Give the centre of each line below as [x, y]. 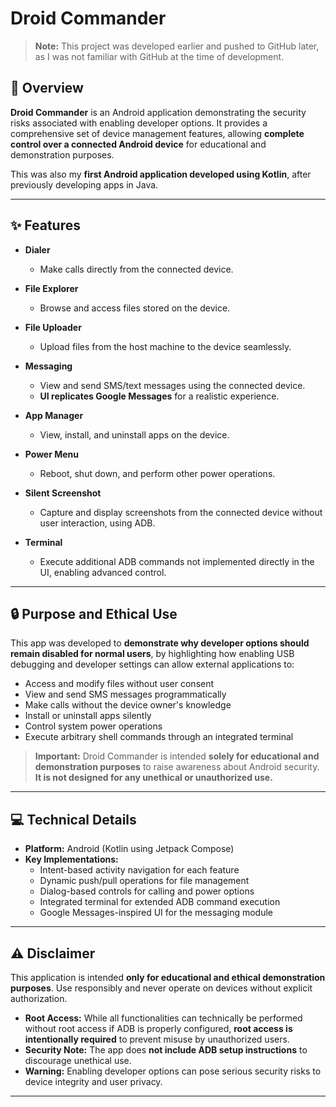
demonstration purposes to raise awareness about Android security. [177, 767]
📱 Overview [47, 88]
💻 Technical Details [73, 819]
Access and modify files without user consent [119, 684]
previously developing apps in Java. [84, 184]
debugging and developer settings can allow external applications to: [152, 664]
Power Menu [52, 454]
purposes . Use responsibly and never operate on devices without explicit [161, 988]
